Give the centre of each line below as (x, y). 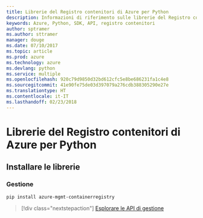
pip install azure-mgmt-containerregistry (60, 197)
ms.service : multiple (34, 74)
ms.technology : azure (34, 62)
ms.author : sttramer (32, 35)
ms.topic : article (29, 51)
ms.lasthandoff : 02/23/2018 (42, 102)
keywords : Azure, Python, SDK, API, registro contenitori (81, 23)
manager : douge (25, 40)
